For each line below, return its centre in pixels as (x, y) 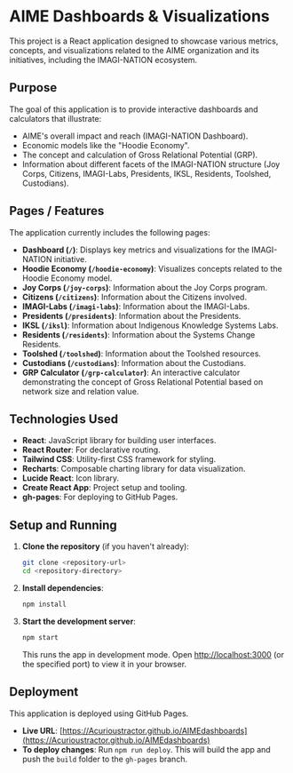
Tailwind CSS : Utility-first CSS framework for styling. (119, 459)
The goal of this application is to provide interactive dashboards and (134, 109)
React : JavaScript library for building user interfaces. (119, 441)
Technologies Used (63, 419)
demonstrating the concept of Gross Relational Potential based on (143, 382)
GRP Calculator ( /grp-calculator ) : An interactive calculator (131, 372)
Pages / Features (57, 211)
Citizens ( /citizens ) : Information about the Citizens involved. (134, 297)
